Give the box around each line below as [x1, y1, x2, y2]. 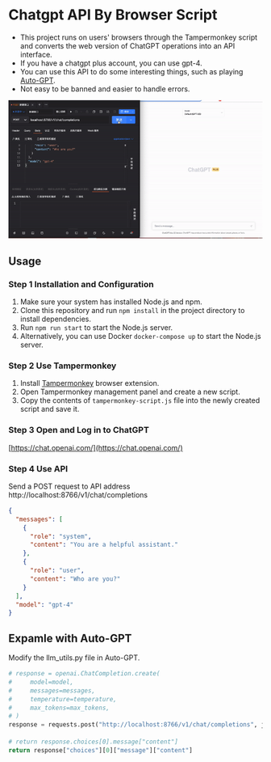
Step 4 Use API [8, 463, 69, 474]
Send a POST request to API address [8, 481, 131, 491]
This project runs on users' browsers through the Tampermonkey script [19, 32, 258, 42]
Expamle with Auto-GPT [8, 631, 132, 645]
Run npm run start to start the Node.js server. [19, 323, 173, 332]
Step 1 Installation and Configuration [8, 278, 155, 290]
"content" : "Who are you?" [29, 574, 121, 583]
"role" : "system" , [29, 532, 92, 540]
